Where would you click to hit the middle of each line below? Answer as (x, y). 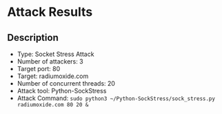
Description (33, 38)
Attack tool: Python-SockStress (62, 91)
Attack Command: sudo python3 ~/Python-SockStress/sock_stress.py (116, 98)
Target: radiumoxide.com (53, 76)
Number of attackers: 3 (50, 61)
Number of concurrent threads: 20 (66, 83)
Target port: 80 (39, 69)
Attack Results (50, 12)
